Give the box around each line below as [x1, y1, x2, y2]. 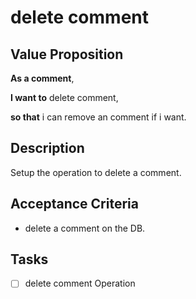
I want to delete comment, [10, 92, 119, 103]
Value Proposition [10, 46, 124, 63]
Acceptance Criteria [10, 196, 139, 213]
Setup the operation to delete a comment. [10, 166, 182, 178]
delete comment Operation [24, 277, 136, 290]
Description [10, 140, 85, 157]
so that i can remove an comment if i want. [10, 111, 187, 123]
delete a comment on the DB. [24, 222, 146, 234]
